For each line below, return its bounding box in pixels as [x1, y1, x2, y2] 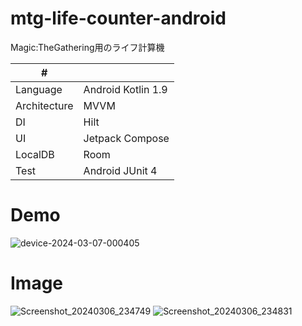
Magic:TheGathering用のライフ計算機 [10, 41, 165, 53]
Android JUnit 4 [83, 163, 158, 177]
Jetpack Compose [83, 131, 170, 145]
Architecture [15, 98, 74, 112]
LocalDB [15, 147, 55, 161]
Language [15, 82, 63, 96]
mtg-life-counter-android [10, 7, 227, 30]
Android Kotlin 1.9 [83, 82, 168, 96]
